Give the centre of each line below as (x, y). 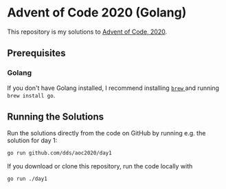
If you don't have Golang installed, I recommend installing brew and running (113, 88)
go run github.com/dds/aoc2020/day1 (59, 153)
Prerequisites (36, 53)
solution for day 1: (32, 141)
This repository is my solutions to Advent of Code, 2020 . (87, 32)
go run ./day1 (27, 179)
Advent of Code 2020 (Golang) (97, 13)
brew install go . (31, 95)
